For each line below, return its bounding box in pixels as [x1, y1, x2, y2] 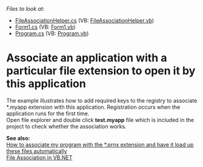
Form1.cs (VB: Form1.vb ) [15, 24, 76, 30]
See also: [6, 134, 30, 141]
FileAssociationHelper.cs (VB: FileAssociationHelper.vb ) [15, 17, 155, 24]
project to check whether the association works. [6, 123, 127, 130]
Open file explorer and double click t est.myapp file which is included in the [6, 116, 195, 123]
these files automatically [6, 147, 67, 154]
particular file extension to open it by [6, 64, 196, 78]
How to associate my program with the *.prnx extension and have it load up [6, 141, 194, 148]
